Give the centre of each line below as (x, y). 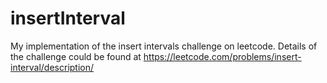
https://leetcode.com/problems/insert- (222, 56)
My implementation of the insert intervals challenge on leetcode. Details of (164, 46)
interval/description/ (52, 67)
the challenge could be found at (76, 56)
